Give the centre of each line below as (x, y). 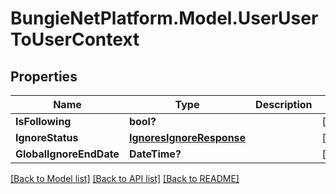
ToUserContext (75, 39)
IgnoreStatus (47, 137)
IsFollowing (43, 121)
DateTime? (155, 154)
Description (284, 104)
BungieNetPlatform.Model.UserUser (164, 18)
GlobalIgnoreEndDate (67, 154)
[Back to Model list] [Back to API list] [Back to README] (125, 178)
